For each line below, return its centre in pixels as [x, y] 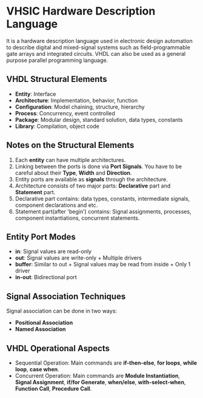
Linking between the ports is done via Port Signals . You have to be [98, 166]
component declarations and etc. [56, 205]
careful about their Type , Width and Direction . [73, 173]
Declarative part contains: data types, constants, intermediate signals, [102, 198]
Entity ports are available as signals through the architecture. [92, 179]
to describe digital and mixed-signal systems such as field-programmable [98, 47]
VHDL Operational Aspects [58, 348]
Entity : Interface [35, 94]
